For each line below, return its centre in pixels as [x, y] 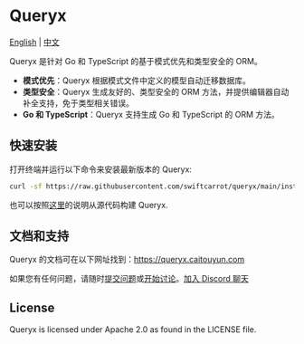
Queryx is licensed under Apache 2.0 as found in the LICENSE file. [133, 330]
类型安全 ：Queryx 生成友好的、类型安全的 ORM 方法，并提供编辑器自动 [156, 91]
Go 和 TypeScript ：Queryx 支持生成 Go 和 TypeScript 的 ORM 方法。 [151, 114]
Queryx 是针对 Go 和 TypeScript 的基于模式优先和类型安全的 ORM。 [136, 61]
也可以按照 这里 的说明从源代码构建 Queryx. [89, 205]
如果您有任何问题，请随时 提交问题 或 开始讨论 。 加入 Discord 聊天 [129, 279]
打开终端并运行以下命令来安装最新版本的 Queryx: [101, 169]
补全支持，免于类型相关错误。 [78, 103]
